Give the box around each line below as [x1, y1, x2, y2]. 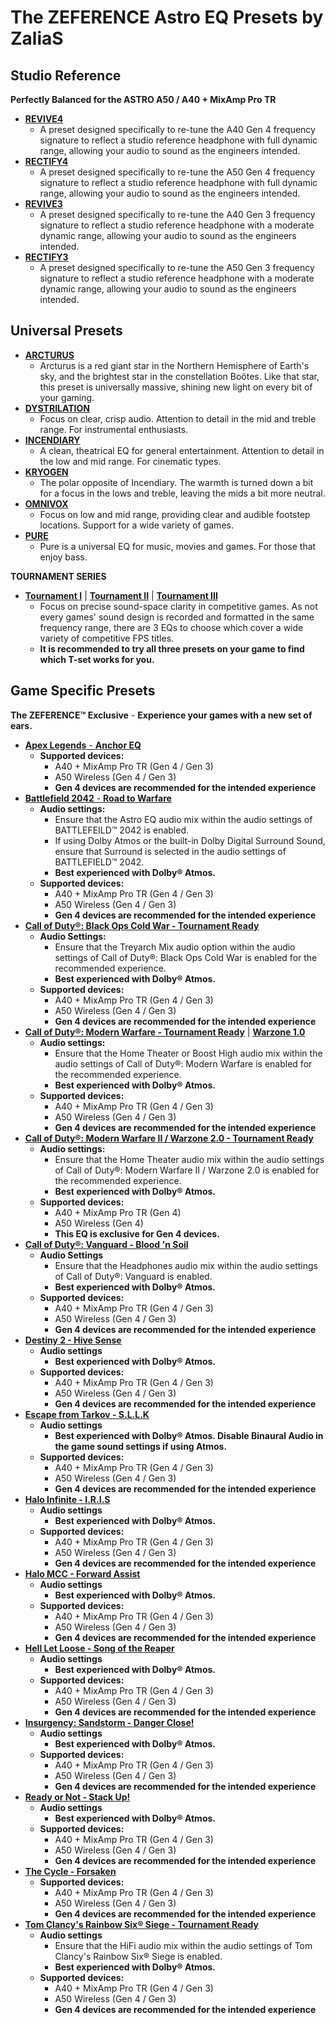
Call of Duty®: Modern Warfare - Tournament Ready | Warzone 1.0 [24, 1026, 306, 1038]
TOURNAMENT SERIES [10, 570, 107, 582]
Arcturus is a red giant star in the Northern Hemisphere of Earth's [39, 359, 310, 371]
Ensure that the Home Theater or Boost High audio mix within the [54, 1047, 323, 1059]
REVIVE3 [24, 198, 63, 210]
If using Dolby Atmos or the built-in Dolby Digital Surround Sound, [54, 834, 326, 846]
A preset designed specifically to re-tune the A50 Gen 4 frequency [39, 166, 316, 178]
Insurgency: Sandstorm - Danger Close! [24, 1716, 195, 1728]
